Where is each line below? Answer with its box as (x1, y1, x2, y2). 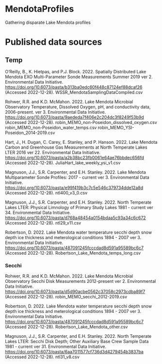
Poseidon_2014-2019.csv (5, 130, 55, 136)
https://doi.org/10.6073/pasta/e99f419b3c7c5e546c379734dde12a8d (5, 185, 144, 191)
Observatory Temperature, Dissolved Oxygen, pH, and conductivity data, (5, 104, 151, 110)
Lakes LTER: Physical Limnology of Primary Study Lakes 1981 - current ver (5, 204, 154, 210)
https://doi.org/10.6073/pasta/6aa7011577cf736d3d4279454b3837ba (5, 349, 144, 355)
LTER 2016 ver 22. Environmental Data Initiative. (5, 149, 101, 155)
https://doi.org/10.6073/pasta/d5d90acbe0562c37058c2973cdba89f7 (5, 289, 146, 295)
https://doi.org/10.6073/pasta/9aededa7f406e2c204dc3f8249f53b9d (5, 114, 144, 120)
